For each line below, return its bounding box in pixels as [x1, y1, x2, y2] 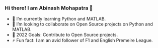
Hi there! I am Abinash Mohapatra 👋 [5, 4, 93, 11]
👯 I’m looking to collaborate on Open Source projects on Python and [12, 21, 153, 27]
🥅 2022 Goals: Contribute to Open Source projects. [12, 32, 118, 38]
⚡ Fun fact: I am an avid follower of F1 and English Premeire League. [12, 37, 153, 43]
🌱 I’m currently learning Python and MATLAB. [12, 16, 106, 22]
